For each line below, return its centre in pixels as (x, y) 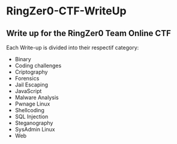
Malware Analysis (37, 97)
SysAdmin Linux (35, 129)
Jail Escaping (31, 85)
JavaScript (28, 91)
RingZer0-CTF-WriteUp (67, 11)
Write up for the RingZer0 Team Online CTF (88, 33)
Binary (23, 59)
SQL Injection (31, 116)
